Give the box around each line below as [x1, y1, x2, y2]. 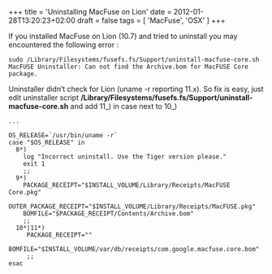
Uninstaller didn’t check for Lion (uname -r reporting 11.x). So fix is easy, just [8, 85, 264, 94]
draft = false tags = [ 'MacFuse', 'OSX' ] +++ [76, 15, 226, 25]
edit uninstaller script [8, 93, 80, 102]
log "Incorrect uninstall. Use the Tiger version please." [23, 153, 227, 161]
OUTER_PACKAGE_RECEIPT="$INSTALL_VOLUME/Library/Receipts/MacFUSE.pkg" [8, 202, 256, 211]
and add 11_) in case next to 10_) [70, 102, 178, 111]
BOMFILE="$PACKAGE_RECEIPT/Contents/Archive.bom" [23, 210, 195, 218]
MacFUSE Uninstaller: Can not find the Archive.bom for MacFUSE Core [8, 63, 249, 71]
